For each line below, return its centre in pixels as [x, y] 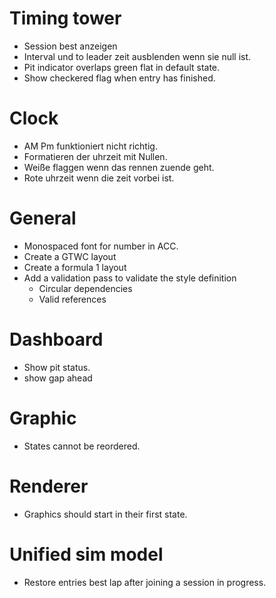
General [43, 218]
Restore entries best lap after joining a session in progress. [145, 582]
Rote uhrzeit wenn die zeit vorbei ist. [99, 178]
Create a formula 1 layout [75, 267]
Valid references [72, 299]
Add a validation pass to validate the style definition [130, 278]
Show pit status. [57, 367]
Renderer [49, 486]
